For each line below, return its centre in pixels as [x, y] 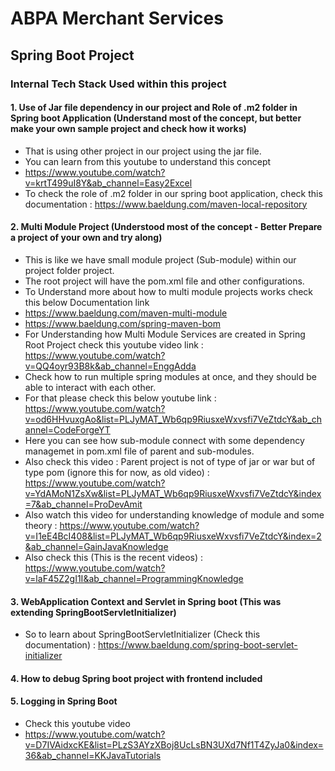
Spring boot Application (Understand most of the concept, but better [156, 118]
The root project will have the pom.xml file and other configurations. [164, 281]
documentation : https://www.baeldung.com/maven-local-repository [166, 204]
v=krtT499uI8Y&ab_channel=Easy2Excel [108, 183]
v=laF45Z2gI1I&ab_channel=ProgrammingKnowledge [134, 578]
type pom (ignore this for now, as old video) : [117, 472]
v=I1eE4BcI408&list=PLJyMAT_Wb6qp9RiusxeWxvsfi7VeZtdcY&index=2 [173, 536]
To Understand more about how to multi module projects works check [169, 291]
